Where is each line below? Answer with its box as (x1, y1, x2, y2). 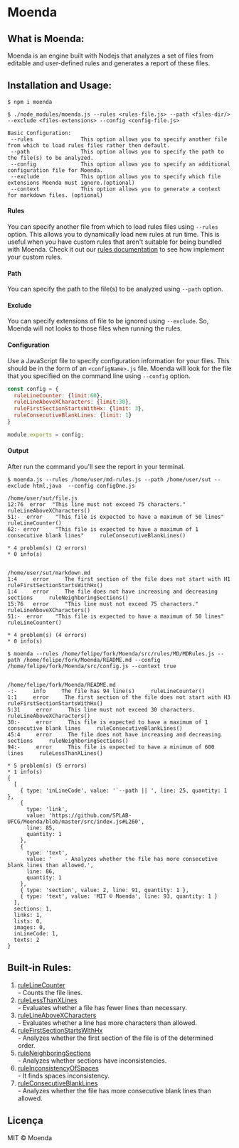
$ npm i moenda (7, 98, 53, 105)
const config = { (7, 385, 59, 392)
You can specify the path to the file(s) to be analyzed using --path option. (7, 285, 223, 294)
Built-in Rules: (7, 962, 72, 974)
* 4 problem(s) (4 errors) (7, 631, 87, 638)
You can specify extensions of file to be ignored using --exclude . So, (7, 317, 209, 326)
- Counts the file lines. (17, 988, 83, 997)
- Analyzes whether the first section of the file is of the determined (17, 1034, 213, 1042)
